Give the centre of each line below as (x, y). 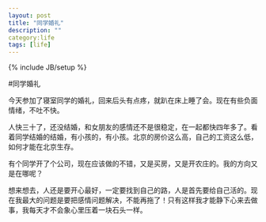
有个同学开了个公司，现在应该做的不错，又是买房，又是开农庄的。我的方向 (129, 164)
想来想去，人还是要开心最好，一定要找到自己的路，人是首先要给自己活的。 (129, 190)
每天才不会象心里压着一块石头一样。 (88, 210)
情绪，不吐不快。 (36, 111)
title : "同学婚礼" (36, 23)
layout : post (30, 15)
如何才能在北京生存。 (43, 147)
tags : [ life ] (30, 45)
